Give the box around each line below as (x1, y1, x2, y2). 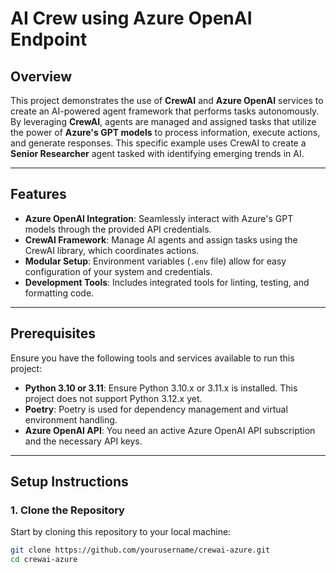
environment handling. (24, 413, 118, 426)
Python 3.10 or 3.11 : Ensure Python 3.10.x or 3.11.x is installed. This (24, 382, 298, 394)
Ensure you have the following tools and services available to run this (10, 352, 295, 364)
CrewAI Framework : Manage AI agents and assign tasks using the (24, 233, 298, 246)
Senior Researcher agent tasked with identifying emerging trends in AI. (10, 148, 305, 159)
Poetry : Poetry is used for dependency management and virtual (24, 403, 288, 415)
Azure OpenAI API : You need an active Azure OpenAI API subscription (24, 424, 316, 436)
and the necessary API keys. (24, 435, 143, 447)
